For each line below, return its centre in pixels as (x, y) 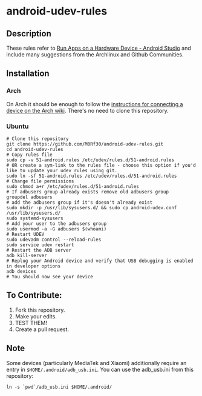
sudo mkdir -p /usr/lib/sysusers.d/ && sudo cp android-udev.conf (92, 207)
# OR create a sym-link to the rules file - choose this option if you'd (101, 165)
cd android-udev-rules (35, 149)
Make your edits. (36, 316)
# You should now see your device (50, 277)
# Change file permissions (40, 181)
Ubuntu (18, 126)
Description (29, 34)
